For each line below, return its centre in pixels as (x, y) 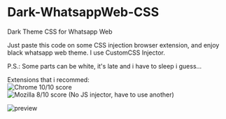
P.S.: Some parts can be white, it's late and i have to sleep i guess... (105, 66)
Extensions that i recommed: (48, 79)
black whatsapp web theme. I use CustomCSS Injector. (86, 52)
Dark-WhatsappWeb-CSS (83, 12)
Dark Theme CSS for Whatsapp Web (60, 31)
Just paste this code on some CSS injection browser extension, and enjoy (113, 45)
